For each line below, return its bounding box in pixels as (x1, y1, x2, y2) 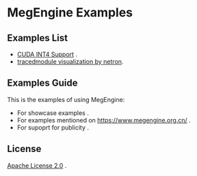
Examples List (7, 32, 68, 44)
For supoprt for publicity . (16, 123, 89, 131)
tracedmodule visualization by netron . (16, 58, 124, 66)
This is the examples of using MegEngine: (7, 95, 125, 103)
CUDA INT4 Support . (16, 50, 77, 58)
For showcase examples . (16, 108, 89, 117)
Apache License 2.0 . (7, 161, 67, 169)
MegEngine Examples (7, 5, 133, 21)
